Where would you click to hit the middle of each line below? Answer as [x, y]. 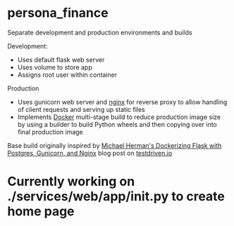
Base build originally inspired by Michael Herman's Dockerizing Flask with [115, 145]
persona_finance [58, 13]
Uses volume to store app [55, 67]
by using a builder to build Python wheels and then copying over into [117, 124]
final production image [50, 132]
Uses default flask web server [61, 59]
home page [41, 212]
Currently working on [71, 182]
